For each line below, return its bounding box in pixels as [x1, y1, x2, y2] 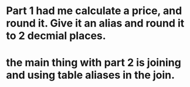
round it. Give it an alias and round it [6, 16, 185, 30]
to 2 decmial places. [6, 29, 107, 42]
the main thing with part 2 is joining [6, 56, 182, 69]
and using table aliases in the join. [6, 69, 175, 82]
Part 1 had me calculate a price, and [6, 4, 182, 18]
